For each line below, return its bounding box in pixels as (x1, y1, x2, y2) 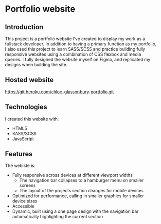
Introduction (5, 23, 44, 31)
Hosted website (5, 76, 54, 84)
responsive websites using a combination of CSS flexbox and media (5, 51, 141, 57)
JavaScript (12, 136, 34, 142)
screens (19, 183, 36, 188)
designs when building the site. (5, 62, 68, 67)
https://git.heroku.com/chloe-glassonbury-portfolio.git (5, 89, 114, 95)
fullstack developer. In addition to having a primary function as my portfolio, (5, 41, 157, 47)
